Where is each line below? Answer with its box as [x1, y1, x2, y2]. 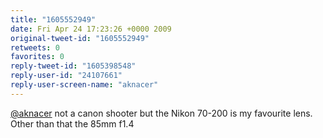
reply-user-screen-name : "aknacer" [10, 80, 159, 90]
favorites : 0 [10, 52, 65, 62]
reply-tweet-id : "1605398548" [10, 61, 137, 71]
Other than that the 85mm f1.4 [10, 117, 135, 130]
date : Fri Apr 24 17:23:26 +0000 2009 [10, 24, 172, 34]
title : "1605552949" [10, 14, 97, 25]
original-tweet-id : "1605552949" [10, 33, 150, 43]
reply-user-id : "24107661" [10, 71, 123, 81]
